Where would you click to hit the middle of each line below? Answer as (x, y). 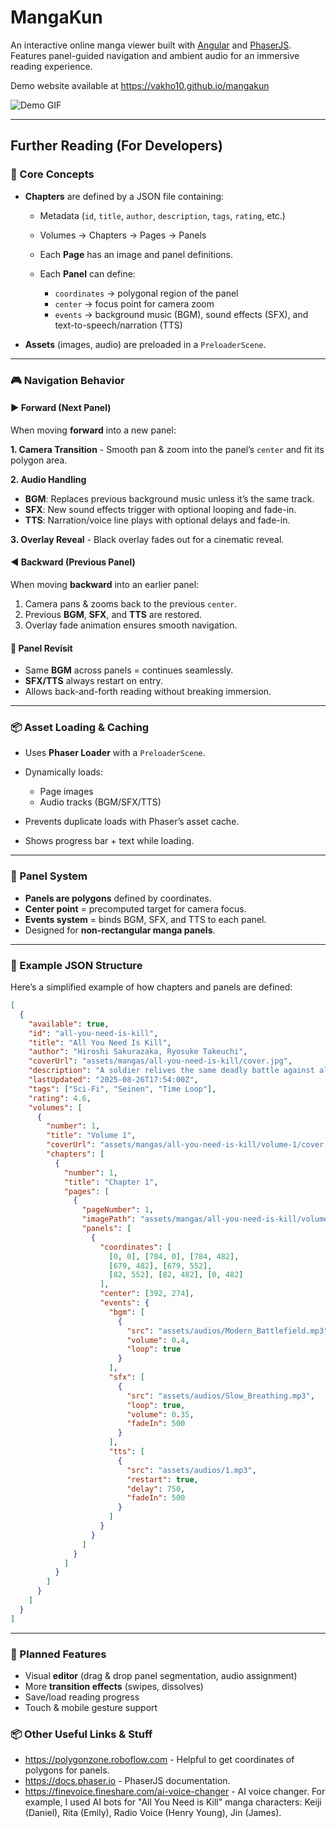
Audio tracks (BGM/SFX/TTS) (100, 802)
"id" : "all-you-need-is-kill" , (93, 1033)
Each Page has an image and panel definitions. (136, 254)
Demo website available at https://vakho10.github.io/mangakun (140, 85)
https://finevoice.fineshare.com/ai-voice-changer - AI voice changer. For (175, 1792)
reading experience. (51, 66)
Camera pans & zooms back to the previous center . (131, 603)
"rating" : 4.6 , (60, 1098)
